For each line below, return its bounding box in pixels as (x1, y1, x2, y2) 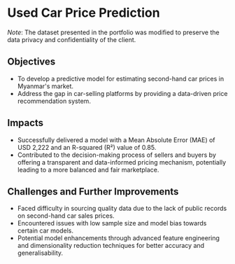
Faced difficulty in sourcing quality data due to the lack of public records (17, 204, 227, 213)
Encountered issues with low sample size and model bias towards (17, 219, 207, 228)
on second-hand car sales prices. (17, 211, 115, 220)
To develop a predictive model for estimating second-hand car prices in (17, 74, 225, 83)
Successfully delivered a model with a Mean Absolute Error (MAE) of (17, 135, 215, 144)
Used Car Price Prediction (7, 5, 160, 21)
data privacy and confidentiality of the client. (7, 35, 136, 43)
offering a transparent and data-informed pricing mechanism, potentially (17, 158, 227, 166)
